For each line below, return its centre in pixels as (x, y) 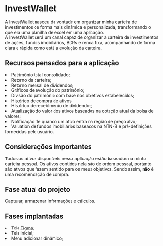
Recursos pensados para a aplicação (62, 63)
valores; (13, 116)
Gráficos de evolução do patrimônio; (48, 90)
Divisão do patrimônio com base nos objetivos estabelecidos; (73, 95)
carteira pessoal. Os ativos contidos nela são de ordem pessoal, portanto (78, 164)
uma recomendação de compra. (37, 174)
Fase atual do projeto (38, 189)
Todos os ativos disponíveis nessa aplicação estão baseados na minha (76, 158)
